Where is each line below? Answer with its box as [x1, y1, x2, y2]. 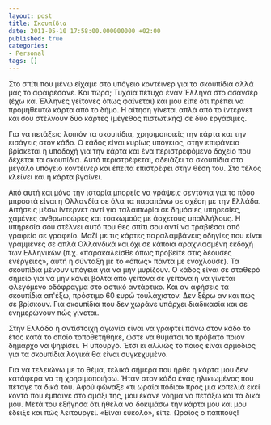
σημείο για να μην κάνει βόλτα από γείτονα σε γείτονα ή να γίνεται [8, 273, 236, 283]
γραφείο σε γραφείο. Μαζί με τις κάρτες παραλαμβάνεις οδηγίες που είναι [8, 230, 263, 240]
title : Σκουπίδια [8, 19, 67, 27]
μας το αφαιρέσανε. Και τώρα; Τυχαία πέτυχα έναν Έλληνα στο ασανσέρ [8, 87, 259, 97]
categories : [8, 42, 49, 50]
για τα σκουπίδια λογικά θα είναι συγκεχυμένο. [8, 349, 168, 359]
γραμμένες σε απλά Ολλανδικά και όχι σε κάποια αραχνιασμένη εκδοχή [8, 239, 254, 249]
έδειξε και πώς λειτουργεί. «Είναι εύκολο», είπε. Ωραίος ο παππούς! [8, 407, 239, 417]
